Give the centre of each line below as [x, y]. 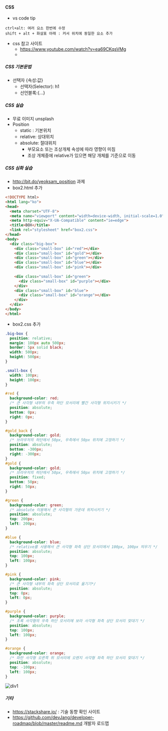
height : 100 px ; [25, 380]
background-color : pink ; [35, 579]
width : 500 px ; [24, 352]
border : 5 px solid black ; [37, 348]
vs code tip [24, 18]
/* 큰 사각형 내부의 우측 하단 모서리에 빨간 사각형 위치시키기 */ [68, 403]
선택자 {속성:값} [28, 80]
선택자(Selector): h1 [39, 87]
